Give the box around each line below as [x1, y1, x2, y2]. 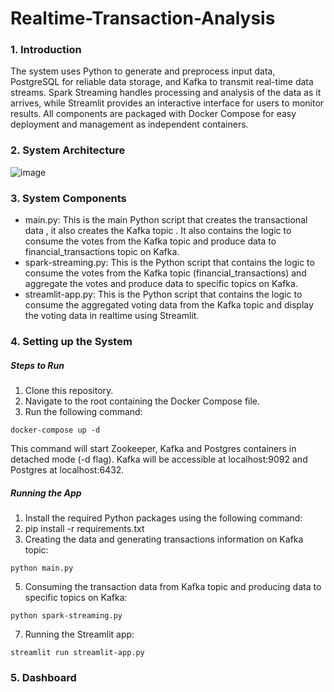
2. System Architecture [10, 143, 126, 157]
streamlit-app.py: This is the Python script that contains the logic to [24, 288, 303, 301]
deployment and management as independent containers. [10, 118, 249, 131]
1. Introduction [10, 43, 82, 57]
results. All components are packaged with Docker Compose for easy [10, 108, 297, 120]
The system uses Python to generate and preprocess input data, [10, 65, 276, 77]
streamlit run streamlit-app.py [10, 647, 145, 657]
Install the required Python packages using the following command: [24, 512, 303, 524]
